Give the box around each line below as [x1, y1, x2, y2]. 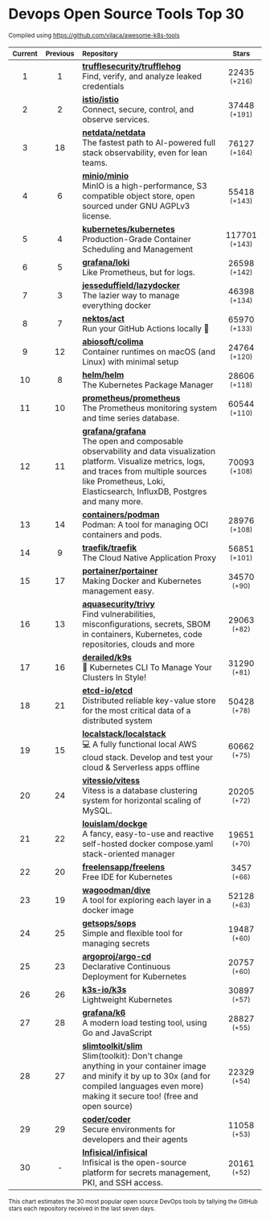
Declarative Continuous [81, 960, 171, 971]
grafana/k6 [81, 1007, 126, 1018]
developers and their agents [81, 1133, 188, 1144]
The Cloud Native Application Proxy [81, 552, 217, 563]
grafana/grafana [81, 425, 146, 437]
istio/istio [81, 93, 119, 105]
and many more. [81, 495, 143, 507]
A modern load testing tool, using [81, 1017, 207, 1028]
